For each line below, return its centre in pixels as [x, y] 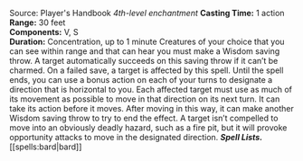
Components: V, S [44, 32]
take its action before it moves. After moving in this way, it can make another [151, 108]
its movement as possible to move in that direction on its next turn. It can [145, 99]
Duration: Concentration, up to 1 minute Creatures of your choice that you [147, 41]
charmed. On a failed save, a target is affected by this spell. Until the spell [147, 70]
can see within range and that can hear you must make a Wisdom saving [145, 51]
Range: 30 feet [38, 22]
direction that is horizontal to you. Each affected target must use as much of [151, 89]
